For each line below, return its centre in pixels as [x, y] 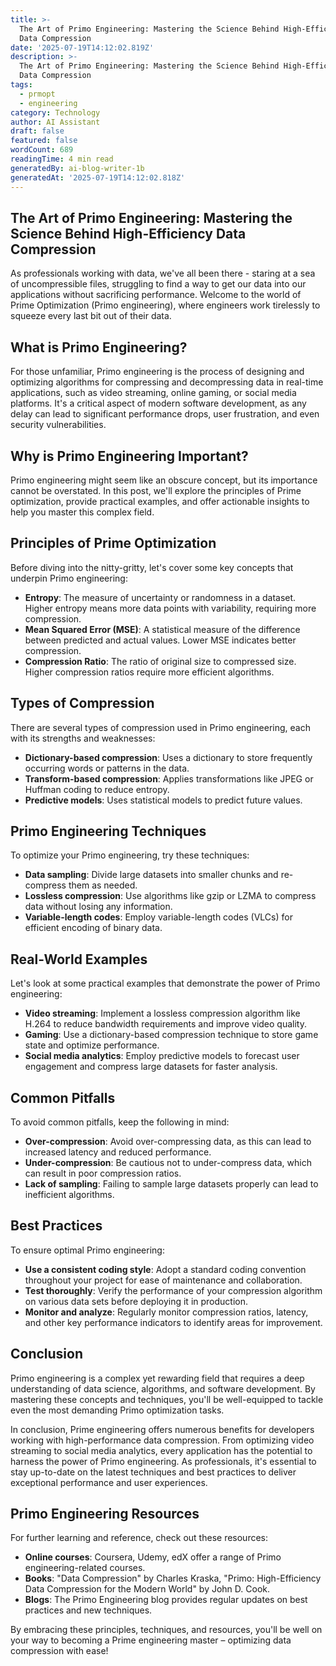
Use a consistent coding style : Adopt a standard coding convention [165, 1269]
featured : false [44, 141]
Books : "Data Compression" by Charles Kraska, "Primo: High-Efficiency [173, 1578]
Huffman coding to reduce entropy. [97, 789]
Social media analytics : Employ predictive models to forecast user [162, 1056]
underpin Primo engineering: [69, 578]
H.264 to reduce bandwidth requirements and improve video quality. [165, 1024]
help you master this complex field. [82, 512]
